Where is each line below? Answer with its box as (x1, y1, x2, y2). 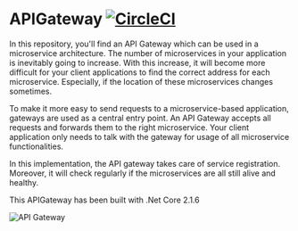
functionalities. (9, 141, 64, 152)
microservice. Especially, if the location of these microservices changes (9, 76, 274, 87)
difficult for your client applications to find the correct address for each (9, 67, 270, 78)
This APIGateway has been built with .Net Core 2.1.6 (9, 194, 200, 205)
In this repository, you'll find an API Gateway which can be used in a (9, 38, 259, 49)
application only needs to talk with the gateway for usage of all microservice (9, 131, 290, 142)
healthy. (9, 177, 38, 187)
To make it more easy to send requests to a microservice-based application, (9, 103, 290, 113)
